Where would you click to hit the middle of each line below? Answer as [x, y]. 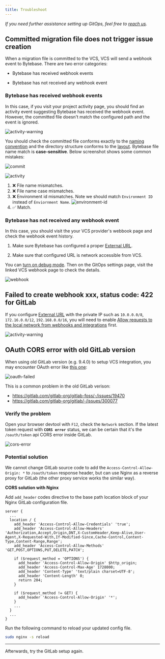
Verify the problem [28, 414]
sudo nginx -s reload [27, 637]
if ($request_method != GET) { [46, 593]
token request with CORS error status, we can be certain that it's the [74, 429]
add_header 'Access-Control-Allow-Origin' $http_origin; [78, 563]
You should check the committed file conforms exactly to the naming [75, 141]
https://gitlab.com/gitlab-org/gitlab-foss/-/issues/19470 [69, 395]
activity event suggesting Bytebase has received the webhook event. [75, 112]
